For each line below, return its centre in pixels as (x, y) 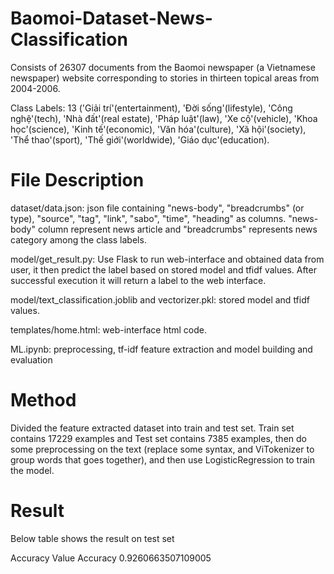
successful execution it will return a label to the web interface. (138, 280)
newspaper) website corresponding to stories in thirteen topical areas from (165, 78)
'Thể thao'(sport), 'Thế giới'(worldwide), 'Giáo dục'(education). (140, 139)
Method (43, 400)
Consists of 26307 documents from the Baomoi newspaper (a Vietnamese (163, 67)
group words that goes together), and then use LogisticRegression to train (162, 459)
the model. (32, 470)
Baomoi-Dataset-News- (111, 18)
